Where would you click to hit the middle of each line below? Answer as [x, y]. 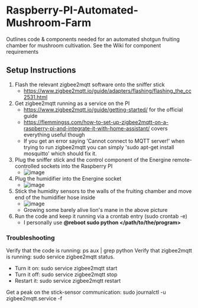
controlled [27, 166]
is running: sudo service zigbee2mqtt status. [61, 257]
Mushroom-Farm [49, 23]
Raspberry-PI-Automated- [72, 10]
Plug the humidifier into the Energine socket [68, 178]
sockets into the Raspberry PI [77, 166]
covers [159, 128]
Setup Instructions [41, 71]
